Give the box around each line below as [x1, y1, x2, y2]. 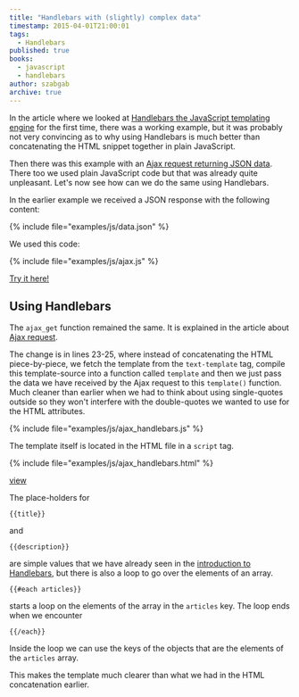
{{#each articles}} [9, 585, 82, 594]
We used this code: [9, 238, 80, 249]
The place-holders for [9, 493, 90, 503]
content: [9, 203, 40, 214]
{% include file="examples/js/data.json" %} [9, 220, 170, 232]
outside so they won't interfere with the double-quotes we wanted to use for [9, 396, 290, 407]
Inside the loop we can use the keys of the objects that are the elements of [9, 643, 284, 654]
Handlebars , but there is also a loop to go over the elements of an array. [9, 568, 274, 578]
